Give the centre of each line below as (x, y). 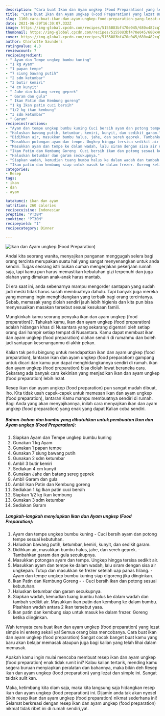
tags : (11, 179)
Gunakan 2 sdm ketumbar (39, 458)
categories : (18, 169)
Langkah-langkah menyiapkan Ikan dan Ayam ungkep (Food (69, 516)
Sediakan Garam (29, 505)
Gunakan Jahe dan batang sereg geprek (53, 474)
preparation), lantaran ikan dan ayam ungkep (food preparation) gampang (80, 357)
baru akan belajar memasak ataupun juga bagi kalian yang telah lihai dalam (81, 642)
